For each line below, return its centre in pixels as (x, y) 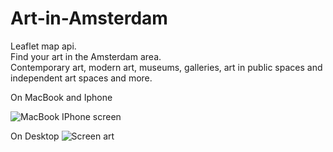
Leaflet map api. (43, 46)
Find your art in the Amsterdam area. (86, 56)
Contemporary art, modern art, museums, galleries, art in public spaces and (166, 67)
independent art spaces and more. (81, 78)
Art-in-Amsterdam (89, 18)
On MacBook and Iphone (61, 97)
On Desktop (35, 136)
